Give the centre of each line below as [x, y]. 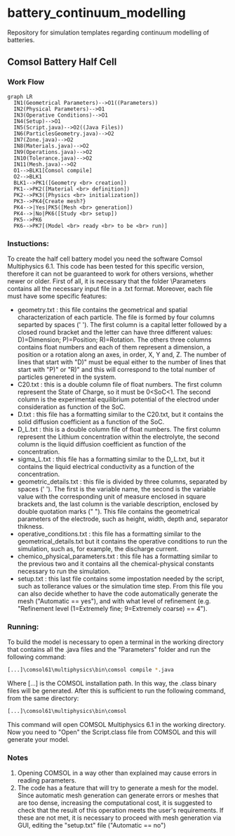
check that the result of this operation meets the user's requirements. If [120, 811]
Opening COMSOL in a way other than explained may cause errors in [117, 773]
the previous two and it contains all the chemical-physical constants [116, 563]
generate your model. [39, 739]
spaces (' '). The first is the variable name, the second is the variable [116, 489]
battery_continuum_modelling [96, 13]
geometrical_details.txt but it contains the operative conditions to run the [122, 541]
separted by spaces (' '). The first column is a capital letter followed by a [122, 324]
